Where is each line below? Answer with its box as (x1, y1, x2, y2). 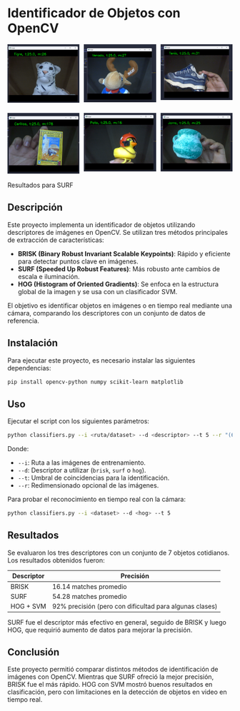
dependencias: (7, 363, 51, 372)
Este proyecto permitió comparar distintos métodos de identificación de (7, 665, 219, 674)
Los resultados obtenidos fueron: (7, 555, 105, 565)
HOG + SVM (10, 602, 46, 611)
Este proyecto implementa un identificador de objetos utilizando (7, 220, 196, 229)
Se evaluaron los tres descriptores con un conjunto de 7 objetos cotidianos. (7, 548, 230, 557)
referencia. (7, 316, 39, 325)
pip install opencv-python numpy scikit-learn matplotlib (7, 378, 184, 385)
